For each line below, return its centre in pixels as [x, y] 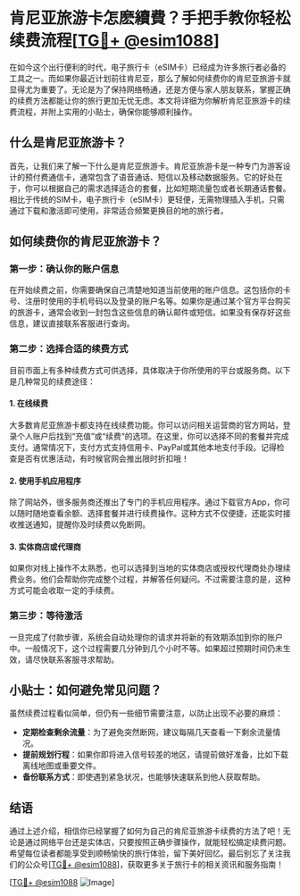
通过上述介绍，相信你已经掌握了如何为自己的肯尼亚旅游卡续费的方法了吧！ [146, 831]
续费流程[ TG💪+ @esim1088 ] [115, 41]
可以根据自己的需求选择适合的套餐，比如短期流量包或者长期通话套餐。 [162, 188]
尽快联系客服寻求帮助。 [75, 659]
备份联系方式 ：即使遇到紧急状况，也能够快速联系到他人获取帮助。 [143, 777]
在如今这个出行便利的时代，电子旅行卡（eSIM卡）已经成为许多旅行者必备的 [148, 67]
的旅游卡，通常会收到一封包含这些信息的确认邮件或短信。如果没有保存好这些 [150, 313]
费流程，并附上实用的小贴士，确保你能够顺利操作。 [103, 112]
